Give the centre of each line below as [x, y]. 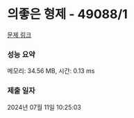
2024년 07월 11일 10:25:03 [44, 107]
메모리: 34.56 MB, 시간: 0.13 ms [51, 71]
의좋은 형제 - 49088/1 [68, 14]
